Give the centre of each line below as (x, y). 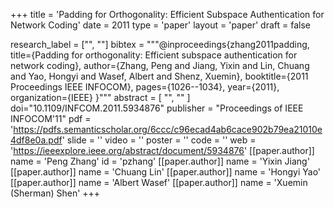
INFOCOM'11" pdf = (51, 118)
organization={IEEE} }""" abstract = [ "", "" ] (100, 97)
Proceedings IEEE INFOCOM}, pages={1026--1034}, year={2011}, (145, 87)
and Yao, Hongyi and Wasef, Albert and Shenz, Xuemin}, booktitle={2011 (159, 76)
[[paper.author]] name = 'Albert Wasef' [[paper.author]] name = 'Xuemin (159, 182)
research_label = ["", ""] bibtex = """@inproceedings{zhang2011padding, (160, 44)
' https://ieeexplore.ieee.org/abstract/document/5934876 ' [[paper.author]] (162, 150)
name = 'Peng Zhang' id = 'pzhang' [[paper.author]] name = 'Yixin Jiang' (160, 161)
